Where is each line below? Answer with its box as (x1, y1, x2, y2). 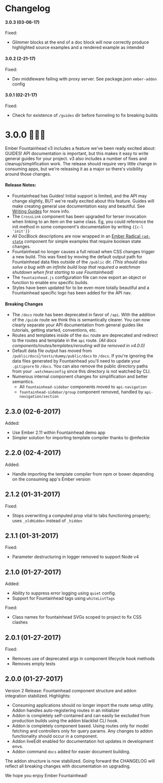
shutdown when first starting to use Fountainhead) (12, 269, 114, 275)
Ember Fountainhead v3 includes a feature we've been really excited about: (5, 145, 156, 151)
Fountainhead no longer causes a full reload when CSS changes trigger (12, 248, 155, 255)
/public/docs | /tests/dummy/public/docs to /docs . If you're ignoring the (12, 353, 154, 359)
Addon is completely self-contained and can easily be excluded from (12, 712, 150, 718)
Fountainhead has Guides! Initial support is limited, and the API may (12, 192, 147, 199)
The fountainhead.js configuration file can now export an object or (12, 274, 147, 280)
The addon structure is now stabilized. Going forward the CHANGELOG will (5, 758, 155, 764)
